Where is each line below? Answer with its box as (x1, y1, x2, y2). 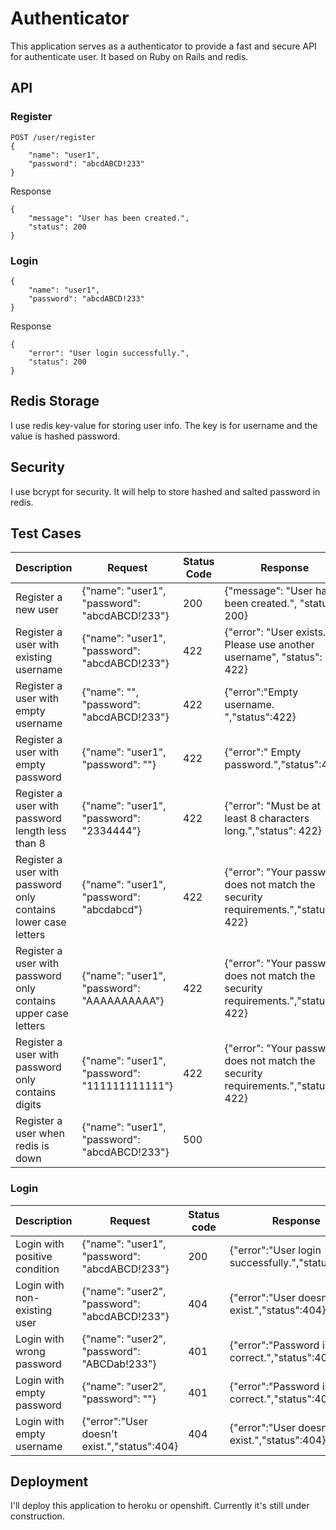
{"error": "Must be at (224, 799, 322, 813)
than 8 (15, 837, 46, 851)
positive (15, 1249, 53, 1263)
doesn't (81, 1427, 118, 1441)
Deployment (10, 1473, 89, 1491)
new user (15, 603, 60, 617)
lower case (15, 915, 67, 929)
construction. (10, 1510, 65, 1522)
